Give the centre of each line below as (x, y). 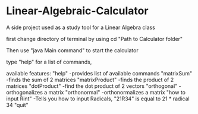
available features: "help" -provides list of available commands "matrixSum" (99, 73)
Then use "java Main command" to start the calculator (72, 50)
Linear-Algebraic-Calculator (77, 11)
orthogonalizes (25, 92)
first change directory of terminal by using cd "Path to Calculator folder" (95, 39)
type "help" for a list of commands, (49, 62)
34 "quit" (17, 104)
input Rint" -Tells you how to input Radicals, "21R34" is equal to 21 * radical (98, 99)
